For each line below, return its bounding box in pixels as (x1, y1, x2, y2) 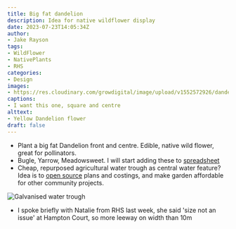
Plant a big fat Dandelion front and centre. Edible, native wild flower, (17, 141, 214, 149)
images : (7, 82, 30, 89)
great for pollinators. (17, 149, 77, 157)
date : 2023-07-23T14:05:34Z (7, 23, 90, 30)
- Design (7, 75, 33, 83)
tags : (7, 43, 23, 50)
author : (7, 30, 30, 37)
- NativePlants (7, 56, 52, 63)
